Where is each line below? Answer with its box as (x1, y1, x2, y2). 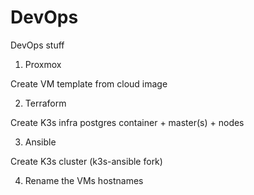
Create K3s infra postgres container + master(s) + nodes (10, 116, 245, 128)
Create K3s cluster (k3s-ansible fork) (10, 155, 163, 167)
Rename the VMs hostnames (24, 174, 144, 186)
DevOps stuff (10, 39, 65, 51)
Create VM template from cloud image (10, 77, 168, 90)
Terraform (24, 97, 67, 109)
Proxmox (24, 58, 62, 70)
